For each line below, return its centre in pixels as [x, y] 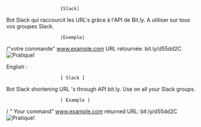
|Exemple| [72, 37]
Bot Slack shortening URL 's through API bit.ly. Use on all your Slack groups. [101, 89]
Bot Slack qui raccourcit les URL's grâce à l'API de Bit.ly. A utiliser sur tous [98, 20]
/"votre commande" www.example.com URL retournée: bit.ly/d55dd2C [94, 49]
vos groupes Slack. [30, 26]
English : [17, 67]
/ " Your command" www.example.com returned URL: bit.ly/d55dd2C [92, 111]
